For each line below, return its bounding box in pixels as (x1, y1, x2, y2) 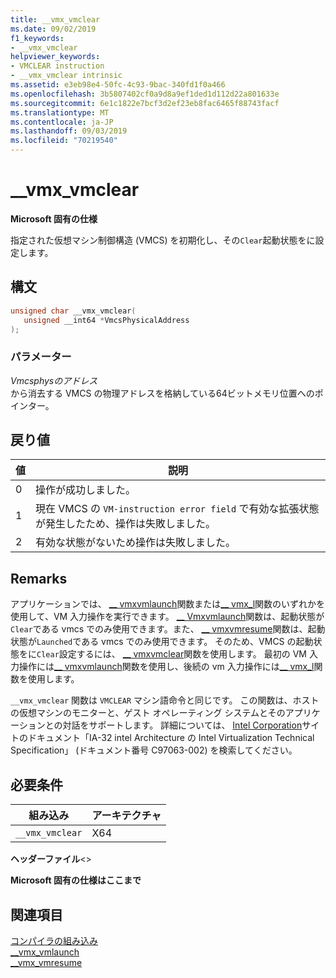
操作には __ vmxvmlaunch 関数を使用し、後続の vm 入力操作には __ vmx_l (18, 661, 315, 673)
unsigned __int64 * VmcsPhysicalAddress (23, 315, 190, 325)
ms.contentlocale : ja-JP (10, 117, 114, 127)
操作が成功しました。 (35, 483, 137, 497)
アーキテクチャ (91, 809, 162, 823)
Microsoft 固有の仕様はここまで (10, 874, 142, 886)
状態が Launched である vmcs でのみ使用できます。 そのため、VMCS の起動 (10, 636, 314, 648)
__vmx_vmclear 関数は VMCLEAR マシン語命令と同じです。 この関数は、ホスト (10, 694, 320, 706)
